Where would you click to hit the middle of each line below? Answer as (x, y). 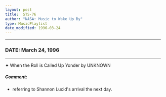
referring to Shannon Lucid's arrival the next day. (62, 89)
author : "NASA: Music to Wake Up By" (44, 19)
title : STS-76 (21, 14)
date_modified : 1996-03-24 (33, 28)
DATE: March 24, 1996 (32, 50)
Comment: (16, 77)
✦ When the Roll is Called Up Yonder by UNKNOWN (58, 65)
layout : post (19, 10)
